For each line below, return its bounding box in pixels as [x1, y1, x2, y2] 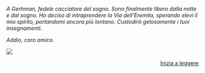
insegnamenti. [6, 24, 43, 32]
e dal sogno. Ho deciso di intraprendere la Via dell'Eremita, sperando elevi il [6, 12, 198, 19]
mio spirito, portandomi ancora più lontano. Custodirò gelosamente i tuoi [6, 18, 190, 25]
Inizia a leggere [160, 60, 199, 66]
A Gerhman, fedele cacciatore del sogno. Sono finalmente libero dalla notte [6, 5, 197, 12]
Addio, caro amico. [6, 36, 55, 43]
